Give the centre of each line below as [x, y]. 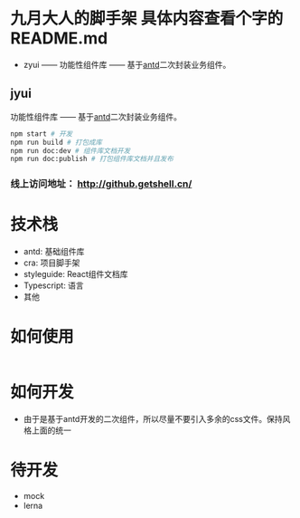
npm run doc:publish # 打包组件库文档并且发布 [92, 159]
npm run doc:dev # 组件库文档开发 [70, 150]
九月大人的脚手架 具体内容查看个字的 [147, 19]
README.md [59, 38]
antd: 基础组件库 [54, 252]
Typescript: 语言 [53, 285]
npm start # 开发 [42, 134]
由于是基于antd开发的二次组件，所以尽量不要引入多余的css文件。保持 [153, 418]
